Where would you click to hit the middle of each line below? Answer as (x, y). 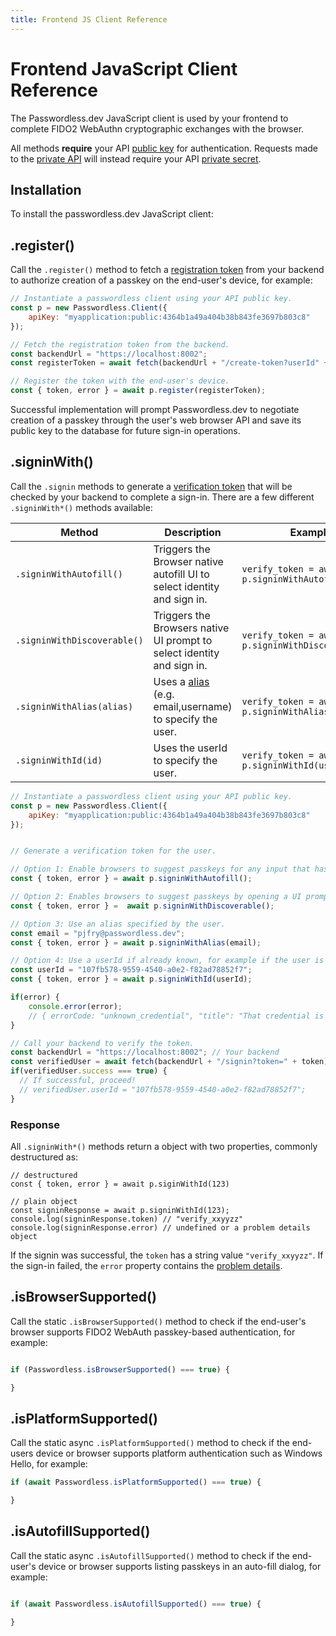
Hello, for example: (49, 1464)
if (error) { (35, 997)
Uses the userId (190, 748)
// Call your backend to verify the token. (102, 1043)
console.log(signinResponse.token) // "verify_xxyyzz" (127, 1219)
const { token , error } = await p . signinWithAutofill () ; (131, 879)
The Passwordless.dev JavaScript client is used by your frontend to (149, 118)
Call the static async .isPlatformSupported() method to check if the (150, 1443)
